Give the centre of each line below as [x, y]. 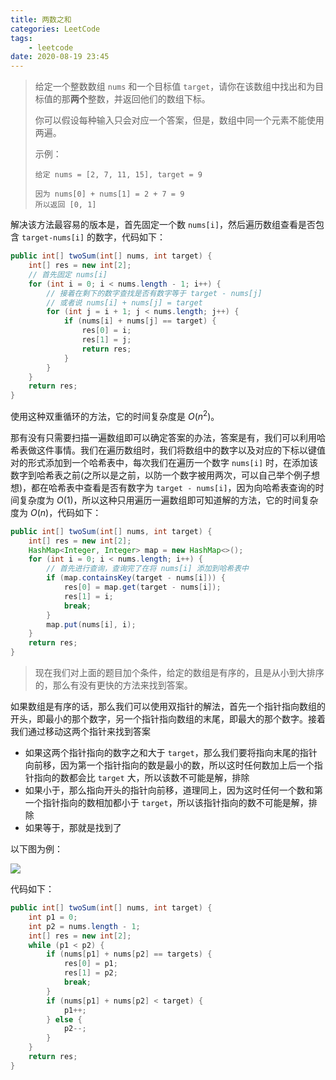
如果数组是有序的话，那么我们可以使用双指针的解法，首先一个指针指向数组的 [168, 707]
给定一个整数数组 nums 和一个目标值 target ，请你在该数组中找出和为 [175, 87]
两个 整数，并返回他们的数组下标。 [140, 99]
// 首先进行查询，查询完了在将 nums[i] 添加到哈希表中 [147, 569]
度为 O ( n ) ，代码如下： [56, 512]
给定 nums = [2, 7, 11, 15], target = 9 [118, 175]
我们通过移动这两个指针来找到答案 [80, 732]
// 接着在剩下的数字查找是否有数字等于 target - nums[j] [154, 293]
